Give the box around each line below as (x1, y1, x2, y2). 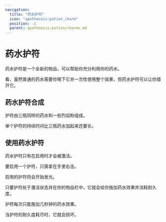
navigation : (5, 7, 30, 12)
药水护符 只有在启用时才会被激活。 (5, 153, 75, 159)
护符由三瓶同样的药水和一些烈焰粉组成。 (5, 112, 87, 118)
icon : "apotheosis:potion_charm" (9, 16, 79, 21)
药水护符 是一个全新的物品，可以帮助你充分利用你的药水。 (5, 66, 122, 72)
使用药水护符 (5, 139, 44, 147)
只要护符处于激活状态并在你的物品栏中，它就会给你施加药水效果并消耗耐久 (5, 184, 157, 190)
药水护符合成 (5, 98, 44, 107)
